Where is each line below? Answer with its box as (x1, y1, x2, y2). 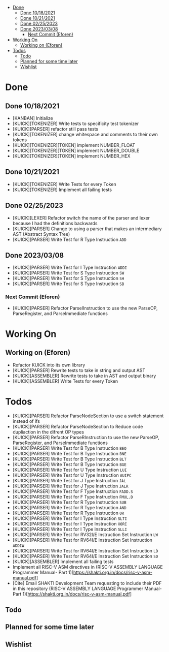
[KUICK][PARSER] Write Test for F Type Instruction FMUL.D (12, 493, 133, 500)
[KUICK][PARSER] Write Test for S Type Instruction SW (12, 270, 124, 276)
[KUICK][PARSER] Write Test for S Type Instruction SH (12, 275, 124, 282)
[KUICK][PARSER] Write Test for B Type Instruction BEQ (12, 445, 126, 451)
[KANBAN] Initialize (12, 115, 53, 121)
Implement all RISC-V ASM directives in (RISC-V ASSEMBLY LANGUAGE (12, 564, 163, 570)
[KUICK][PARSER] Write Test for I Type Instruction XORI (12, 520, 128, 526)
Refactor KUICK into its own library (12, 362, 86, 368)
